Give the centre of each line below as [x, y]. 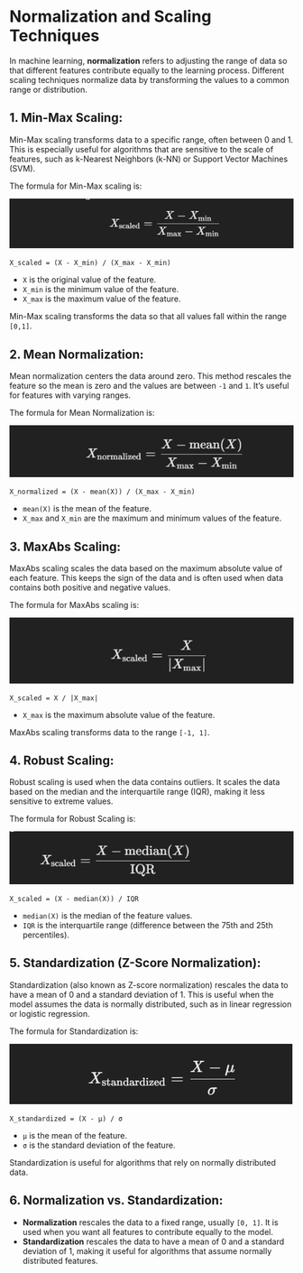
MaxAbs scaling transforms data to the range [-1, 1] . [110, 732]
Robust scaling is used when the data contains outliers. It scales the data [145, 782]
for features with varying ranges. [70, 395]
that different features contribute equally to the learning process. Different [147, 70]
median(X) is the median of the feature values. [107, 916]
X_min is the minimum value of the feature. [101, 290]
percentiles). [46, 935]
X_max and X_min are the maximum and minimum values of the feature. [152, 518]
